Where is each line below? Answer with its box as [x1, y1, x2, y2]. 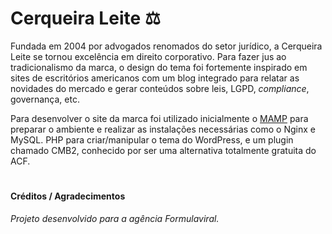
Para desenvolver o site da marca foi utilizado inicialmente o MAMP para [10, 112, 309, 124]
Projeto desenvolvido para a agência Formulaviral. [10, 212, 220, 224]
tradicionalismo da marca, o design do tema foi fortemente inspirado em [10, 61, 308, 73]
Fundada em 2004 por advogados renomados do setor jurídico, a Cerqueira [10, 40, 323, 52]
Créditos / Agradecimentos [10, 190, 126, 202]
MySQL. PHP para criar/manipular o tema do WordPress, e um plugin [10, 133, 294, 146]
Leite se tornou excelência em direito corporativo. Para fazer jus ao [10, 50, 287, 62]
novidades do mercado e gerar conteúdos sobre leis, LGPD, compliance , [10, 82, 310, 94]
